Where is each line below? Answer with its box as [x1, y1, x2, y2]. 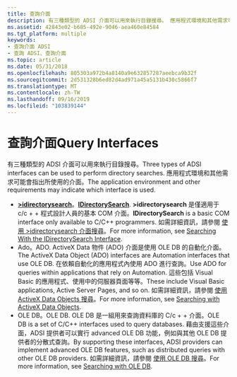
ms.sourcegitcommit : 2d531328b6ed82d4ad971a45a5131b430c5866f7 [7, 76, 197, 83]
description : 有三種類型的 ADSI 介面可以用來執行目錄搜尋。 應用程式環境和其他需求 [7, 17, 228, 24]
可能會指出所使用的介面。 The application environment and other [13, 178, 201, 186]
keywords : [7, 37, 37, 44]
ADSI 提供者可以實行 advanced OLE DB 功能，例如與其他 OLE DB [30, 328, 219, 337]
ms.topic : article [7, 57, 61, 64]
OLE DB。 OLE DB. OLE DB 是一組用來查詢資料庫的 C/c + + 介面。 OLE [17, 311, 220, 319]
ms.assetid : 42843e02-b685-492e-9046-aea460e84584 [7, 23, 159, 30]
